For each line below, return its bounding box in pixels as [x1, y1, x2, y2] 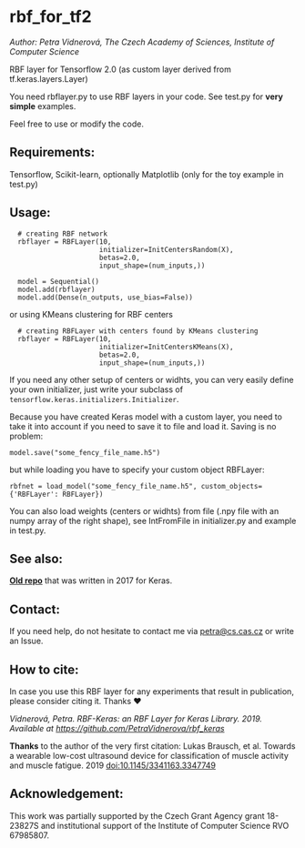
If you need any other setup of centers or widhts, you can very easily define [9, 374, 294, 385]
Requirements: [9, 145, 96, 160]
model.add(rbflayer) [17, 285, 96, 294]
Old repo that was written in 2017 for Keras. [9, 575, 173, 586]
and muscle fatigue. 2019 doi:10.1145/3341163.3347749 [9, 760, 217, 771]
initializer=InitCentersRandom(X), [98, 245, 234, 254]
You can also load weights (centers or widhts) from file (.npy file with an [9, 505, 280, 516]
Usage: [9, 205, 52, 220]
